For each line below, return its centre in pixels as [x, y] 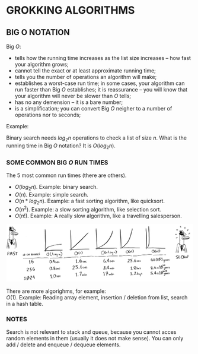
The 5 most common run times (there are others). [66, 175]
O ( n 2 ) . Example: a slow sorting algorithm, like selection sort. [88, 209]
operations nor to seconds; [48, 115]
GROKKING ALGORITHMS [71, 10]
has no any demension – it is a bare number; [69, 102]
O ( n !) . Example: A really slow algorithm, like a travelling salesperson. [98, 216]
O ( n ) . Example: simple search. [52, 194]
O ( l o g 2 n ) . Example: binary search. [56, 187]
